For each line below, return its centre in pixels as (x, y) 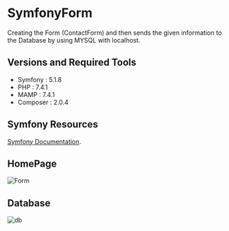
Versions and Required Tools (72, 63)
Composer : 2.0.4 (43, 102)
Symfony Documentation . (44, 141)
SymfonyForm (50, 13)
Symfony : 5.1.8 (40, 79)
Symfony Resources (53, 124)
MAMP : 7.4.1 (36, 94)
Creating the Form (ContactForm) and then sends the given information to (115, 33)
